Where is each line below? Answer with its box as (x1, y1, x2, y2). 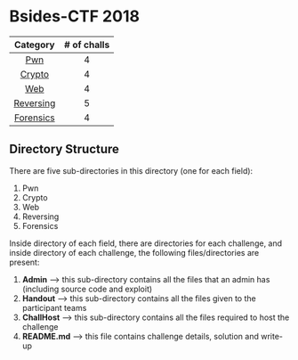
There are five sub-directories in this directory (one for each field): (9, 165, 254, 176)
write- (261, 331, 283, 341)
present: (9, 257, 40, 267)
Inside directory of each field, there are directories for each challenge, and (9, 238, 283, 249)
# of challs (63, 38, 110, 51)
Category (14, 38, 55, 51)
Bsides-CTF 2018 (9, 6, 141, 27)
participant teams (21, 302, 87, 313)
